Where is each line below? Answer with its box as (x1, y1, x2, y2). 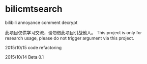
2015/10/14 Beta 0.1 (5, 54, 44, 60)
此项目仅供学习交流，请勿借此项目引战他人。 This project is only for (5, 29, 143, 35)
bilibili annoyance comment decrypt (5, 20, 78, 25)
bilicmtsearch (5, 3, 63, 15)
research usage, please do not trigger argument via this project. (5, 35, 134, 41)
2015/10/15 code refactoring (5, 44, 62, 50)
